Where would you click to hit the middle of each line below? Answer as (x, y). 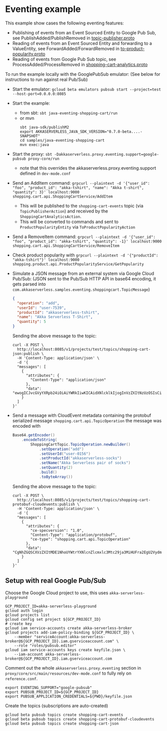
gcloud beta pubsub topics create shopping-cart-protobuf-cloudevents (80, 719)
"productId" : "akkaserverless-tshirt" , (58, 312)
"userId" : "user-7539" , (42, 308)
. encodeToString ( (40, 440)
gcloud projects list (28, 615)
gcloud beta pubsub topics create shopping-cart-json (62, 724)
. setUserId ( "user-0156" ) (65, 454)
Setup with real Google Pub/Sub (56, 581)
